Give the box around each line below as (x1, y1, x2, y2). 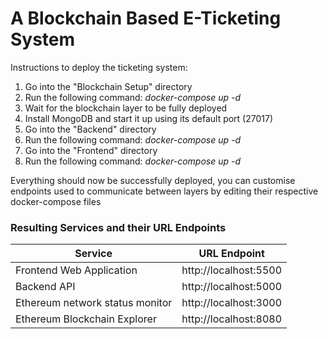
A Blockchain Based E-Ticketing (10, 7, 282, 30)
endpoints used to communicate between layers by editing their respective (10, 185, 319, 197)
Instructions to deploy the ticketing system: (10, 61, 188, 73)
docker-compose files (10, 195, 102, 207)
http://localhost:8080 (181, 312, 283, 326)
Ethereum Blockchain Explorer (15, 312, 157, 326)
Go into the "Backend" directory (24, 123, 157, 135)
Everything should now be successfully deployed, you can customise (10, 174, 296, 186)
